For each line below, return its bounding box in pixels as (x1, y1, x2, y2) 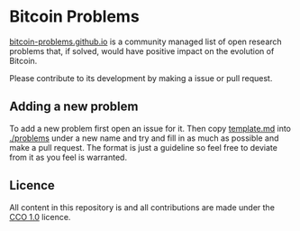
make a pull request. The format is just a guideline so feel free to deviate (9, 142, 277, 152)
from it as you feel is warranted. (9, 152, 128, 162)
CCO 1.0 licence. (9, 211, 71, 222)
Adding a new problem (9, 99, 139, 115)
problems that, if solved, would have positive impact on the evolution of (9, 45, 275, 56)
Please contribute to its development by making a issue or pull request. (9, 72, 273, 83)
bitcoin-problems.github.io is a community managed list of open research (9, 36, 282, 47)
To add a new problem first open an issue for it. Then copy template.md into (9, 123, 291, 134)
